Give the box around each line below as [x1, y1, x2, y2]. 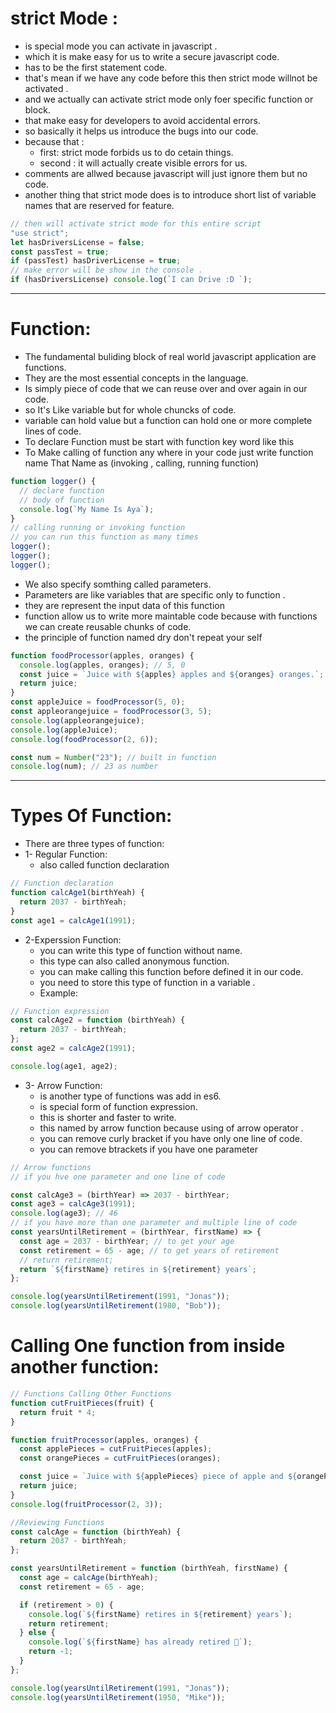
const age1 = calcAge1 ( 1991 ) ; [10, 915, 137, 926]
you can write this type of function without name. [39, 944, 243, 956]
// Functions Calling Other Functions [10, 1389, 172, 1399]
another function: [10, 1356, 160, 1379]
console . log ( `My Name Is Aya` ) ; [19, 504, 155, 514]
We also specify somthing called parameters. [24, 578, 212, 590]
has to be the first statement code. [24, 61, 168, 73]
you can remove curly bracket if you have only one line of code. [39, 1132, 303, 1144]
